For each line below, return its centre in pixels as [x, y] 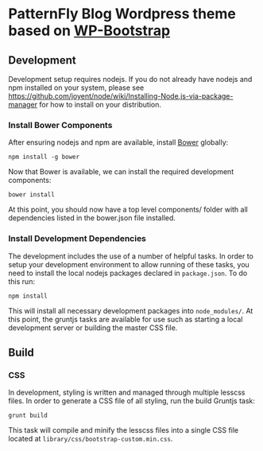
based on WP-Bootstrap [89, 31]
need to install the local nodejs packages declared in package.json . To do [128, 273]
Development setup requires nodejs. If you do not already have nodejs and [130, 79]
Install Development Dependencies [77, 239]
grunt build [28, 416]
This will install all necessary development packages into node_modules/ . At [131, 310]
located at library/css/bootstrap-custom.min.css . [91, 439]
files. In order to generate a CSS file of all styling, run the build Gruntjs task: [132, 401]
